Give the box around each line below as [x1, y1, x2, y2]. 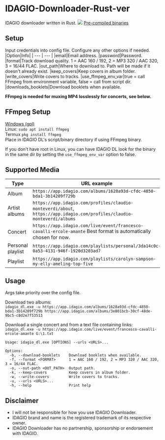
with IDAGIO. [12, 431, 38, 436]
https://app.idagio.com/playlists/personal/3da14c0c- [32, 243, 161, 249]
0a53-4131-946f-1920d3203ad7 [32, 248, 101, 254]
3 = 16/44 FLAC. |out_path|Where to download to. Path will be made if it [5, 63, 151, 69]
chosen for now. [32, 234, 70, 241]
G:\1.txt [36, 331, 54, 337]
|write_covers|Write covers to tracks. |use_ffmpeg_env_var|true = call [5, 73, 145, 79]
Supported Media [5, 166, 60, 174]
